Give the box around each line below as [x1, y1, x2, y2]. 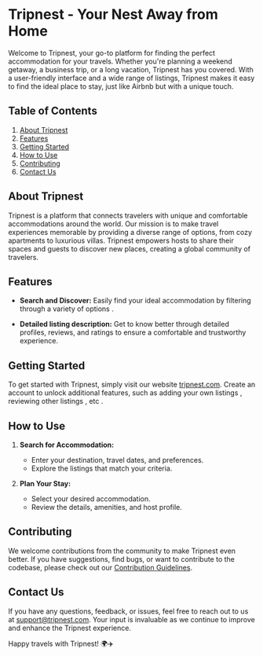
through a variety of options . [19, 304, 114, 313]
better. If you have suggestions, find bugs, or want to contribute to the [8, 554, 236, 563]
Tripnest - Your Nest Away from [8, 5, 218, 24]
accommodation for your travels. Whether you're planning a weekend [8, 57, 233, 66]
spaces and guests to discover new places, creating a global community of [8, 244, 251, 253]
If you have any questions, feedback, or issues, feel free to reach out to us [8, 607, 249, 616]
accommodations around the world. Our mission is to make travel [8, 218, 219, 229]
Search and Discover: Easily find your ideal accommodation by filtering [19, 296, 251, 306]
